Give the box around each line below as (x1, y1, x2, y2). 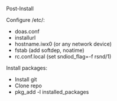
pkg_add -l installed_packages (14, 89, 89, 95)
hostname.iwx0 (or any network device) (14, 41, 112, 47)
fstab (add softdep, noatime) (14, 47, 84, 54)
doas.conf (14, 28, 40, 35)
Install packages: (6, 64, 47, 71)
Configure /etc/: (6, 17, 45, 23)
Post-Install (6, 5, 34, 12)
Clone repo (14, 82, 43, 89)
